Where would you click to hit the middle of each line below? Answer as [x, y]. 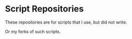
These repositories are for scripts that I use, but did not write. [66, 22]
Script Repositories [44, 9]
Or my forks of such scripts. [33, 31]
